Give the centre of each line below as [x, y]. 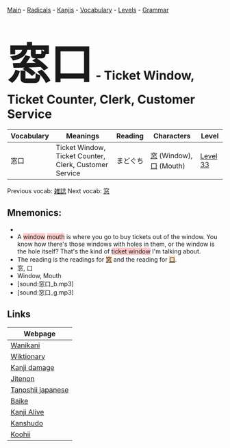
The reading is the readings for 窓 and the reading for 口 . [97, 259]
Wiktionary [28, 356]
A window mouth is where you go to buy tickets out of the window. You [117, 236]
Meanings [83, 136]
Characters [172, 136]
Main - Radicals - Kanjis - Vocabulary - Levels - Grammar [88, 10]
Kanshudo [27, 423]
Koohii [21, 434]
